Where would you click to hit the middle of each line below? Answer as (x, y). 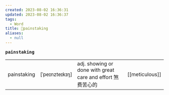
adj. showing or (95, 63)
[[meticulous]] (144, 74)
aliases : (14, 33)
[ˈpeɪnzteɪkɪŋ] (56, 74)
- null (17, 38)
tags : (11, 19)
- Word (17, 24)
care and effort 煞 (98, 77)
